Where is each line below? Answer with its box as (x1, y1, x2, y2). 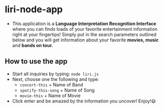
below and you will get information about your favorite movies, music (12, 37, 159, 43)
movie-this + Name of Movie (19, 92, 81, 98)
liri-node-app (5, 4, 63, 15)
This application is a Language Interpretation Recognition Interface (12, 20, 156, 27)
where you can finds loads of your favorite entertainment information (12, 26, 158, 32)
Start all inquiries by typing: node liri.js (12, 71, 99, 77)
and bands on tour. (12, 42, 53, 48)
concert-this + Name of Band (19, 81, 83, 88)
